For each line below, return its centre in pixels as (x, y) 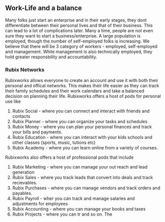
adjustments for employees (40, 204)
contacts (21, 116)
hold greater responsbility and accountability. (51, 57)
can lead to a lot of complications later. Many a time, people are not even (79, 30)
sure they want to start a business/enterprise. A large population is (73, 36)
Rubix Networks (25, 70)
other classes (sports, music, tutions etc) (54, 142)
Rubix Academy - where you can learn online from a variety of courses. (85, 148)
